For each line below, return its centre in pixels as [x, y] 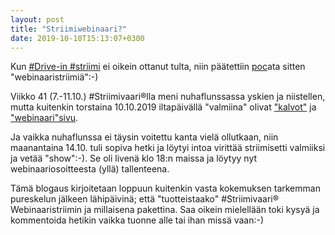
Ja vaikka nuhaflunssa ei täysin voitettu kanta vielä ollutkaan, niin [144, 137]
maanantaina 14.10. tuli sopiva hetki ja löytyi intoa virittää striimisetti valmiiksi [168, 148]
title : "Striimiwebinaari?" [69, 29]
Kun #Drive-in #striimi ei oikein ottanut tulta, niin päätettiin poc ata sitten [158, 67]
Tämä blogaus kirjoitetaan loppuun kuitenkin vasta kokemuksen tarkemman [165, 188]
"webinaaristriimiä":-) [54, 77]
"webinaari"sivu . [44, 118]
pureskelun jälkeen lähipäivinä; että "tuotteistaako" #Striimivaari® [145, 199]
